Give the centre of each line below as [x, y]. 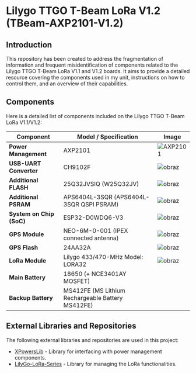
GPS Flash [24, 247]
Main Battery [27, 277]
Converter [23, 171]
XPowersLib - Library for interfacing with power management [88, 351]
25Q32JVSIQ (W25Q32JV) [101, 184]
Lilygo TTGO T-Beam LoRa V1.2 [83, 11]
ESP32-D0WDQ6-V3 [93, 217]
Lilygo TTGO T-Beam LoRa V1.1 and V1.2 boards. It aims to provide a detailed [98, 71]
